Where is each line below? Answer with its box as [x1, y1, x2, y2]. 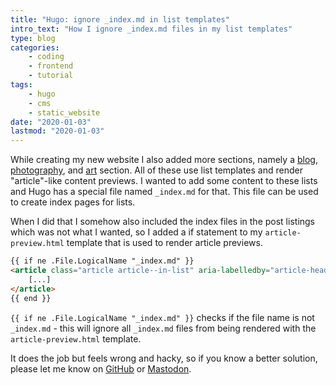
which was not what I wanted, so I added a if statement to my [10, 226, 263, 238]
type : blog [10, 33, 56, 43]
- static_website [28, 107, 101, 118]
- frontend [28, 61, 74, 71]
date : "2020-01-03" [10, 117, 92, 127]
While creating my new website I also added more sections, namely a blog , [10, 154, 318, 166]
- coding [28, 52, 65, 62]
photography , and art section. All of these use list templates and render [10, 164, 303, 176]
